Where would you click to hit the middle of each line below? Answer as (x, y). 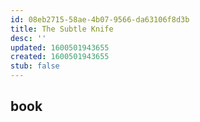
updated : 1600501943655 (60, 47)
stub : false (35, 66)
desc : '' (28, 38)
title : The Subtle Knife (62, 29)
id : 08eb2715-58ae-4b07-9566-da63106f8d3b (100, 19)
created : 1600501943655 (60, 57)
